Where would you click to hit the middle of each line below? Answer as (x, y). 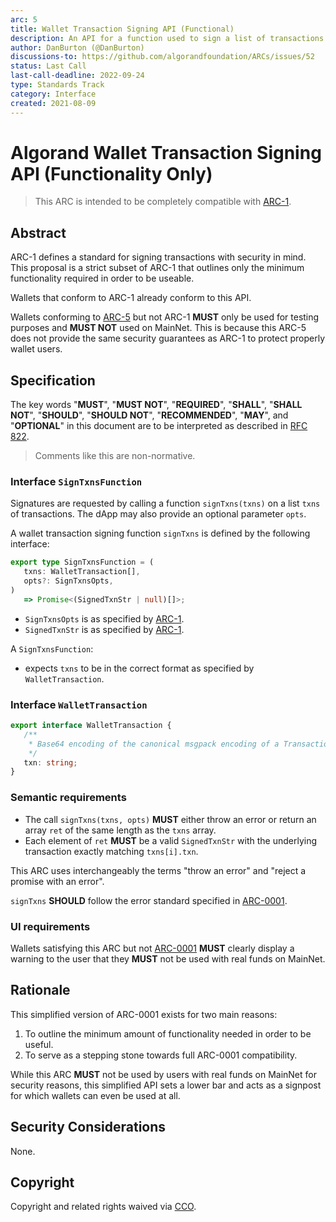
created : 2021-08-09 (53, 103)
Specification (53, 380)
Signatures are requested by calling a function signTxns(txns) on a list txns (165, 503)
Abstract (38, 232)
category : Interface (53, 94)
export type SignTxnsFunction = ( (82, 562)
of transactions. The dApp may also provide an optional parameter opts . (158, 514)
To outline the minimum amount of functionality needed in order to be (168, 1033)
